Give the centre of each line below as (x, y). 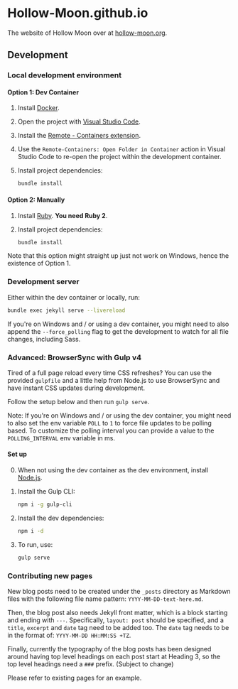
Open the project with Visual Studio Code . (79, 121)
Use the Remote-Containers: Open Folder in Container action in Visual (121, 149)
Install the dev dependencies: (61, 518)
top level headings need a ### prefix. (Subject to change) (91, 664)
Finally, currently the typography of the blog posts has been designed (109, 649)
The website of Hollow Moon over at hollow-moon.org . (87, 33)
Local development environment (65, 75)
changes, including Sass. (44, 339)
